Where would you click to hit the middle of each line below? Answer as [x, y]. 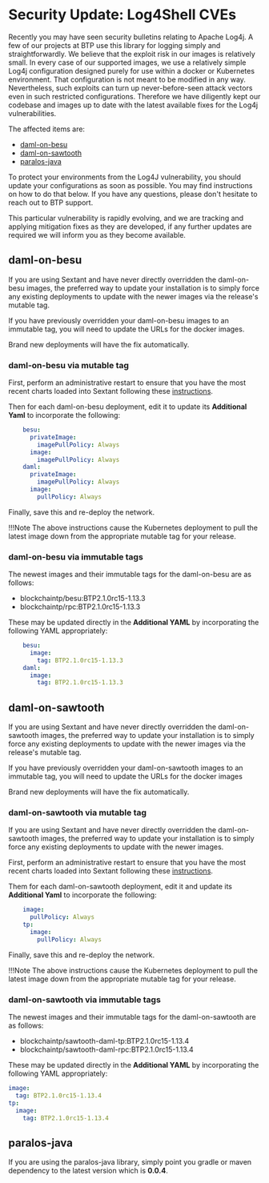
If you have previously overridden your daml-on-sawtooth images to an [126, 768]
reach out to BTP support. [51, 203]
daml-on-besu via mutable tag [69, 365]
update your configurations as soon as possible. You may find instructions [130, 185]
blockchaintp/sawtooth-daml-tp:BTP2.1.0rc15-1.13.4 [104, 1041]
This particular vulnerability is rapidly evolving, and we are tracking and [126, 218]
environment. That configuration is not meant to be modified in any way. [127, 79]
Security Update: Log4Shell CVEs [122, 15]
